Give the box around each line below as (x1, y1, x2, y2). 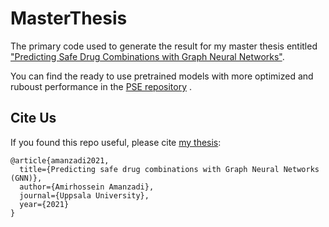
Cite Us (10, 110, 57, 127)
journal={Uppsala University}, (19, 190, 150, 201)
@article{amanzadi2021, (10, 155, 110, 166)
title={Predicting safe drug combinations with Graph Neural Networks (19, 164, 320, 174)
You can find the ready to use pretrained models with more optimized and (10, 70, 314, 82)
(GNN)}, (10, 173, 43, 183)
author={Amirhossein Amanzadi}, (19, 182, 155, 192)
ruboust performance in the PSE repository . (10, 80, 193, 92)
